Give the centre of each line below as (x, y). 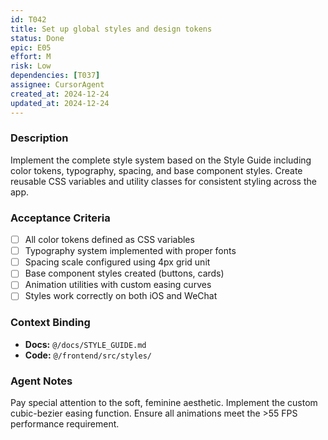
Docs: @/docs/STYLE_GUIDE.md (85, 344)
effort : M (31, 57)
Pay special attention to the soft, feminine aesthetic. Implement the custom (164, 403)
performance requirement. (65, 424)
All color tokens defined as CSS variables (109, 240)
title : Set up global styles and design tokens (111, 29)
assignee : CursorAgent (57, 85)
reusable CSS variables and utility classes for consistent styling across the (163, 181)
